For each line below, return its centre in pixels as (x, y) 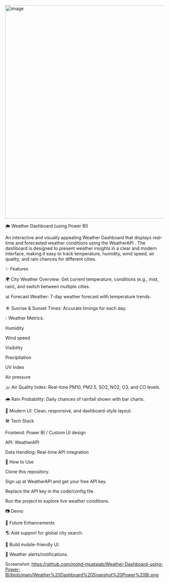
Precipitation (18, 357)
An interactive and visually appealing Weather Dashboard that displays (78, 237)
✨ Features (17, 269)
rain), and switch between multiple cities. (48, 286)
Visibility (14, 348)
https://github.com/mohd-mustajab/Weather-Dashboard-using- (97, 564)
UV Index (15, 367)
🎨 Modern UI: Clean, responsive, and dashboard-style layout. (69, 411)
